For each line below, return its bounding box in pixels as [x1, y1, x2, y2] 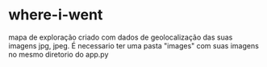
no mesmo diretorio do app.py [8, 49, 109, 59]
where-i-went [8, 6, 103, 24]
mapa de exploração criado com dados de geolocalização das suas [8, 32, 233, 42]
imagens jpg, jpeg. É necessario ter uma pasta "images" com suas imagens [8, 40, 260, 50]
